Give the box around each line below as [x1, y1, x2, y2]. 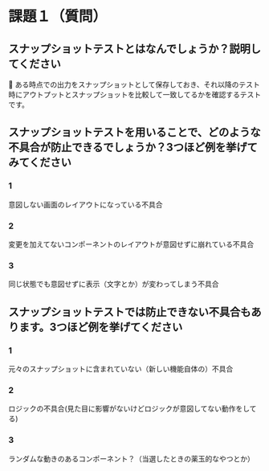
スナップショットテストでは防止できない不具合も [8, 305, 251, 318]
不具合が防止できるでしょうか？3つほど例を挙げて [8, 141, 259, 154]
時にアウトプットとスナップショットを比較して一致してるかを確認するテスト [8, 90, 262, 99]
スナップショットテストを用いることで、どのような [8, 125, 261, 139]
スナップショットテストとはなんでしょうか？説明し [8, 42, 261, 55]
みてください [8, 156, 72, 170]
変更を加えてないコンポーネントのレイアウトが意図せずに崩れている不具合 [8, 239, 255, 249]
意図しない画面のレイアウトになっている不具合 [8, 199, 163, 209]
